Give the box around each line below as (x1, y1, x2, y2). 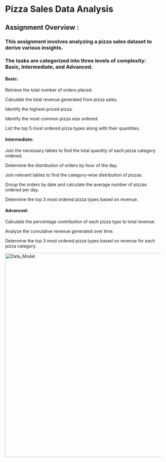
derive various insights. (5, 44, 63, 51)
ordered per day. (5, 186, 40, 192)
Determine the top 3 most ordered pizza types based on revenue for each (5, 238, 156, 244)
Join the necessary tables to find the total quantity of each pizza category (5, 147, 156, 153)
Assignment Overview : (5, 23, 79, 32)
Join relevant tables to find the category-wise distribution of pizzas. (5, 172, 143, 178)
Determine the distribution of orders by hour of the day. (5, 162, 118, 168)
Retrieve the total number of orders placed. (5, 87, 93, 92)
